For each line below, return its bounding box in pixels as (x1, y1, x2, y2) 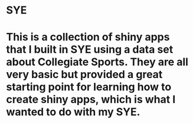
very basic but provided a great (6, 68, 163, 81)
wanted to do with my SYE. (6, 105, 140, 119)
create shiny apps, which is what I (6, 93, 176, 106)
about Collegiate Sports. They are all (6, 55, 189, 69)
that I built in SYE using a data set (6, 43, 174, 56)
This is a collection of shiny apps (6, 31, 170, 44)
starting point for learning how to (6, 81, 172, 94)
